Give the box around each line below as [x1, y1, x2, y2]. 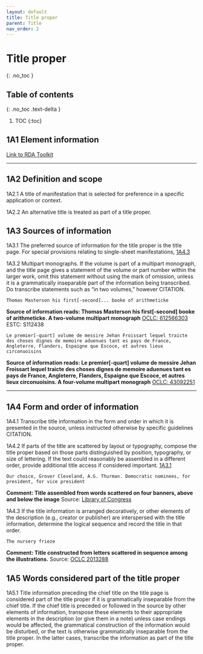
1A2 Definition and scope [6, 174, 103, 185]
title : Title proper [6, 15, 59, 21]
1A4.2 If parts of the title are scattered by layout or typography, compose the [6, 443, 197, 450]
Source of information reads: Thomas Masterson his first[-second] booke [6, 308, 195, 315]
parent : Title [6, 20, 42, 26]
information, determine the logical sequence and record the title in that [6, 520, 182, 527]
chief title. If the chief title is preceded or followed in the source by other [6, 602, 186, 609]
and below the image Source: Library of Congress [6, 496, 132, 503]
